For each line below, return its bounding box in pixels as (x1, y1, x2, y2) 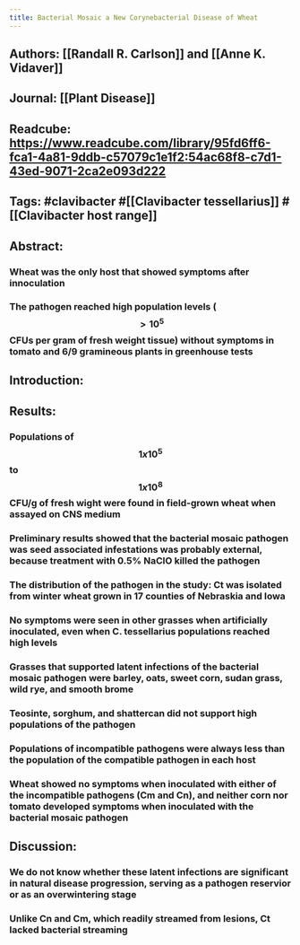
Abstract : (9, 239, 64, 254)
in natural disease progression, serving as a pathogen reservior (9, 877, 291, 889)
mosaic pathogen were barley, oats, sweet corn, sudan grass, (9, 672, 284, 685)
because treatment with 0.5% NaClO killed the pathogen (9, 555, 261, 567)
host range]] (86, 208, 158, 223)
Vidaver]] (9, 60, 64, 76)
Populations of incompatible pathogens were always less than (9, 742, 285, 755)
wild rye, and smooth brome (9, 683, 134, 696)
